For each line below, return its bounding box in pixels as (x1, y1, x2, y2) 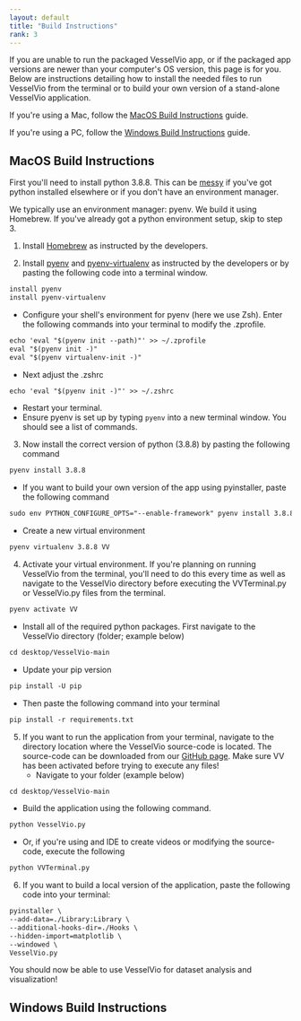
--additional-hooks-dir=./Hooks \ (9, 923, 139, 932)
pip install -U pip (9, 681, 82, 691)
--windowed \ (9, 939, 58, 949)
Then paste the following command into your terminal (21, 697, 220, 709)
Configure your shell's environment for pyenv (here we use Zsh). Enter (21, 309, 283, 319)
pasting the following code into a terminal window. (21, 267, 209, 278)
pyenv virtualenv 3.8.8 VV (9, 543, 110, 552)
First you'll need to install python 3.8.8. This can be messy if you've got (9, 177, 272, 188)
